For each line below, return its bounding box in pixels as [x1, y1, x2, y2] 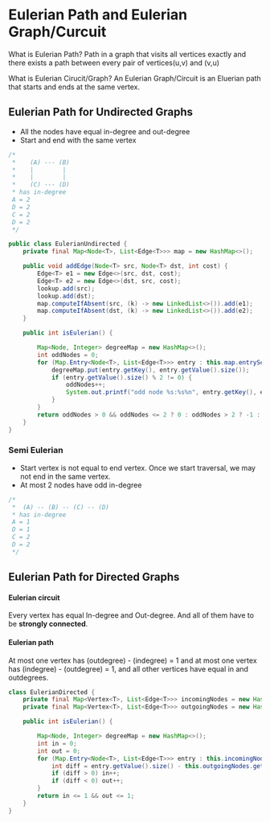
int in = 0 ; [37, 739, 78, 747]
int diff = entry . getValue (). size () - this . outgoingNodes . [51, 762, 253, 770]
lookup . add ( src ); [37, 284, 95, 293]
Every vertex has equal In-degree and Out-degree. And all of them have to [8, 610, 255, 620]
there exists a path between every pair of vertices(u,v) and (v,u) [8, 58, 219, 68]
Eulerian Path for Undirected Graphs [8, 105, 194, 119]
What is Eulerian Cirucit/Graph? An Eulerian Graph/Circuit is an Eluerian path [8, 73, 261, 83]
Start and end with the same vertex [19, 135, 137, 145]
